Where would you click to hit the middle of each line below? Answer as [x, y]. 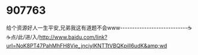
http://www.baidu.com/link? [73, 37]
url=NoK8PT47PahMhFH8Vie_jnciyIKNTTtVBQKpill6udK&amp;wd [87, 45]
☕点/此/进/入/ [23, 37]
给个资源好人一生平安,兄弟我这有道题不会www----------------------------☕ [99, 27]
